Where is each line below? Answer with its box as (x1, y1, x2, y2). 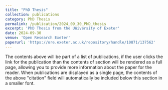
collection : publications (5, 12, 59, 17)
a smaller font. (5, 80, 35, 86)
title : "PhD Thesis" (5, 7, 49, 12)
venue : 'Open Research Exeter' (5, 35, 71, 40)
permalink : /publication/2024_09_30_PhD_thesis (5, 21, 107, 26)
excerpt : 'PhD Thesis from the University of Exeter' (5, 26, 120, 31)
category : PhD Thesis (5, 16, 51, 21)
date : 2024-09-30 (5, 30, 42, 35)
